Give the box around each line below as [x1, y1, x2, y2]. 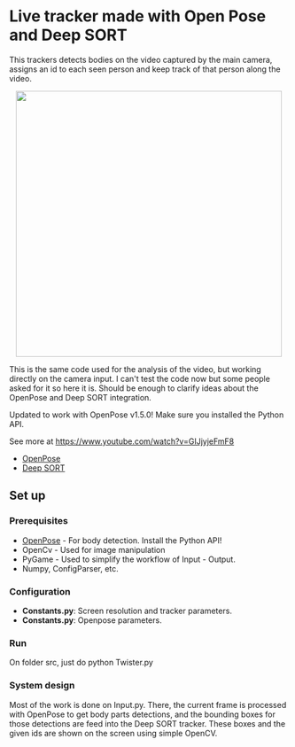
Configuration [9, 585, 71, 597]
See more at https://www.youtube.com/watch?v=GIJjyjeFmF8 [9, 436, 235, 447]
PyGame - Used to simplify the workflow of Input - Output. [21, 554, 237, 564]
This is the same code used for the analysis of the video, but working [9, 363, 261, 374]
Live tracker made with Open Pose [9, 6, 267, 27]
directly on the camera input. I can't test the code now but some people [9, 373, 270, 384]
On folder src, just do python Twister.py [9, 658, 153, 668]
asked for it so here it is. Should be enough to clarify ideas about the [9, 383, 259, 393]
